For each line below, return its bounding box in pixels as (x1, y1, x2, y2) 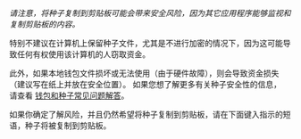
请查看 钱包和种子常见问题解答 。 (9, 90, 130, 101)
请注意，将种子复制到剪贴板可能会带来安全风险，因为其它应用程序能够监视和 (9, 8, 291, 18)
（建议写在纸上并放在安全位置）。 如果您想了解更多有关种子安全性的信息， (9, 79, 281, 89)
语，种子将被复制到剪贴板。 (9, 120, 112, 131)
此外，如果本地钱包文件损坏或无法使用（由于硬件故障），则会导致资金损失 (9, 68, 280, 78)
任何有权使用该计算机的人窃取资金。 (16, 49, 150, 60)
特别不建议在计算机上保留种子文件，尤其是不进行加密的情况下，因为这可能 (9, 38, 283, 48)
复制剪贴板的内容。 (9, 19, 80, 29)
